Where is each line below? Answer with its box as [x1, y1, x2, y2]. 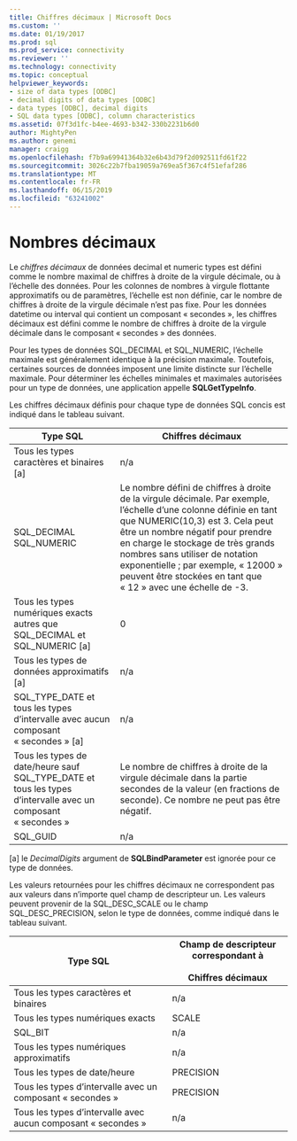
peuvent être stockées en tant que [119, 570, 263, 582]
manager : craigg [9, 144, 69, 153]
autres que [13, 617, 59, 630]
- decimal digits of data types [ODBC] [9, 95, 156, 105]
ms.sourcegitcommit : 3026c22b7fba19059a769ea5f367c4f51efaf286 [9, 161, 247, 170]
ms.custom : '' [9, 21, 62, 30]
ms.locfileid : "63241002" [9, 194, 104, 204]
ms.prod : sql [9, 37, 57, 47]
